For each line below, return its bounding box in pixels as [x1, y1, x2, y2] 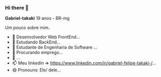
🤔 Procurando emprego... [12, 49, 63, 55]
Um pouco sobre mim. [5, 25, 50, 31]
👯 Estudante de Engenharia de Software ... [12, 45, 98, 50]
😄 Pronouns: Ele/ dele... [12, 67, 61, 73]
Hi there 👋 [5, 4, 29, 11]
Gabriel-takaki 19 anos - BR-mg [5, 15, 70, 21]
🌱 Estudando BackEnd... [12, 39, 61, 45]
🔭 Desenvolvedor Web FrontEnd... [12, 34, 80, 40]
